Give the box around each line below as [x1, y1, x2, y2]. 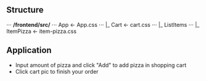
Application [6, 45, 52, 55]
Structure [6, 5, 44, 15]
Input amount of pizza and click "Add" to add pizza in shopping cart [15, 61, 187, 69]
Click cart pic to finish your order [15, 68, 99, 75]
